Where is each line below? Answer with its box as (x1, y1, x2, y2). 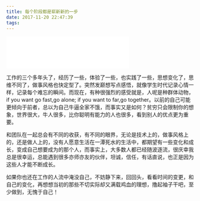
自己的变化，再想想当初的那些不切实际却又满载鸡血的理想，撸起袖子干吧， (6, 181, 189, 188)
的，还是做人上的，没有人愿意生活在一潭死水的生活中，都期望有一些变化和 (6, 139, 189, 146)
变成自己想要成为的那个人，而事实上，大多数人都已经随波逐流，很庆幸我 (16, 146, 194, 153)
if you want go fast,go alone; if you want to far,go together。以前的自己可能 (6, 96, 191, 103)
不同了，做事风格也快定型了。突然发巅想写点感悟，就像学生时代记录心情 (11, 81, 189, 89)
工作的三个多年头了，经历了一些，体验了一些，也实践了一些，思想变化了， (6, 74, 189, 81)
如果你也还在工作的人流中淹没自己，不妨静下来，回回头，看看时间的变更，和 (6, 174, 194, 181)
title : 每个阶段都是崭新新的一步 (6, 8, 79, 15)
